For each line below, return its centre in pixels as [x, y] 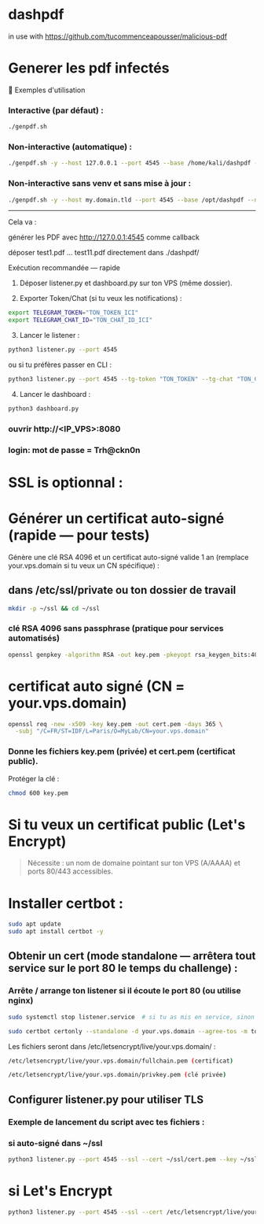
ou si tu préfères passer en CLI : [60, 365]
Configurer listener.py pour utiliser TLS [106, 1099]
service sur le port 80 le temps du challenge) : [123, 968]
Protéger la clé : [34, 778]
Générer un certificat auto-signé [116, 518]
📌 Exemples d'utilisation [47, 90]
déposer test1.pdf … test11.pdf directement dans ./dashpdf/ [104, 253]
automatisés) [34, 638]
